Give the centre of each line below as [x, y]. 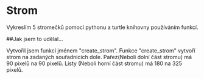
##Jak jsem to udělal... [35, 39]
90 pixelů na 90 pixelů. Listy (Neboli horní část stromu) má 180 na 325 [94, 63]
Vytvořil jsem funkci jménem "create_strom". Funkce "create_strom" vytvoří [101, 50]
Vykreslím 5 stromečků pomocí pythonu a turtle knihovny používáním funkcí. [102, 27]
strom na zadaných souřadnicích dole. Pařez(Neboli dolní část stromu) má [99, 57]
